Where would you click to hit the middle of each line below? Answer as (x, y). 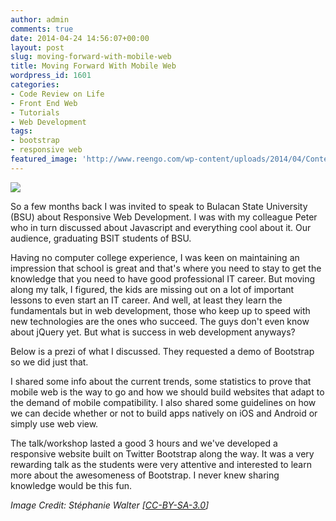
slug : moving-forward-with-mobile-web (91, 57)
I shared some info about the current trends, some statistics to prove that (161, 381)
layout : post (37, 47)
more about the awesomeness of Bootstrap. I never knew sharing (145, 475)
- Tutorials (35, 112)
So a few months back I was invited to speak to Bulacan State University (159, 206)
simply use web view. (54, 423)
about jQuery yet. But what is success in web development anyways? (153, 332)
